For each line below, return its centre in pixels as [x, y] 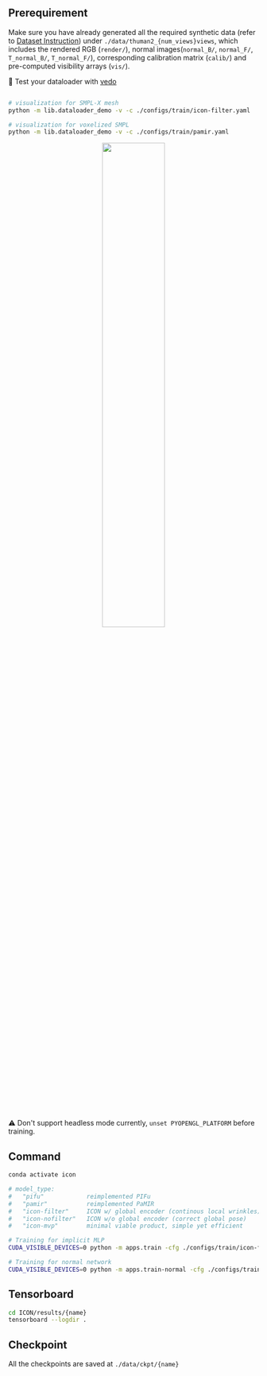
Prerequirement [48, 13]
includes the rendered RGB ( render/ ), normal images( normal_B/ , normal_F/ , [131, 49]
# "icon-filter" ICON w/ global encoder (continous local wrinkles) [135, 1211]
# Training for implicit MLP [56, 1240]
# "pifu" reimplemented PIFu [79, 1196]
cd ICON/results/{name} [48, 1312]
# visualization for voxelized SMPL [69, 125]
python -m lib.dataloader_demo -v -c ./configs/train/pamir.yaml [118, 132]
